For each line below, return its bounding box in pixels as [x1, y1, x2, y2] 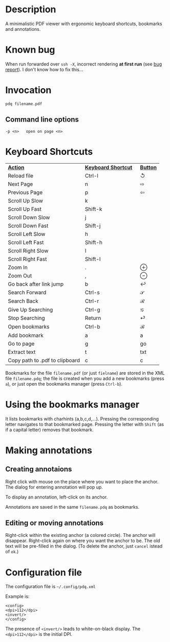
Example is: [5, 593, 30, 599]
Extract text [8, 348, 36, 355]
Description [5, 4, 56, 15]
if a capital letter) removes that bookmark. [5, 427, 94, 433]
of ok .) [5, 549, 19, 555]
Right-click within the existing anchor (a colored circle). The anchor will [5, 532, 156, 538]
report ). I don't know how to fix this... [5, 66, 83, 72]
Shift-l [84, 255, 101, 263]
